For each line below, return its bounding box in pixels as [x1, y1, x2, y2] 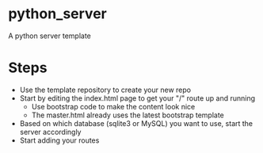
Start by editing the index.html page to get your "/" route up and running [19, 93, 256, 103]
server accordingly [19, 127, 82, 136]
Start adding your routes [19, 136, 100, 145]
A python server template [8, 31, 91, 40]
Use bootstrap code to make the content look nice [31, 101, 196, 111]
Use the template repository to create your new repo [19, 85, 192, 94]
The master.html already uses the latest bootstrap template [31, 110, 224, 120]
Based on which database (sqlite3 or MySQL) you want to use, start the [19, 118, 253, 128]
